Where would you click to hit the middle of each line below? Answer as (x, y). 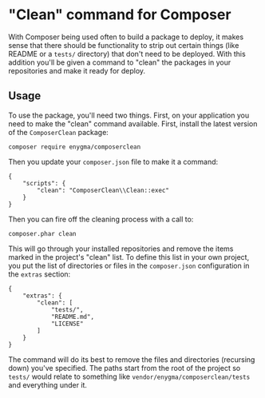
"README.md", (72, 316)
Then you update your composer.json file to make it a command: (113, 161)
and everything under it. (48, 384)
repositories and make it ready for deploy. (77, 70)
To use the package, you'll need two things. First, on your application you (129, 115)
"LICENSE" (67, 324)
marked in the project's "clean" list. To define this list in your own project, (129, 257)
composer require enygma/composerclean (75, 147)
